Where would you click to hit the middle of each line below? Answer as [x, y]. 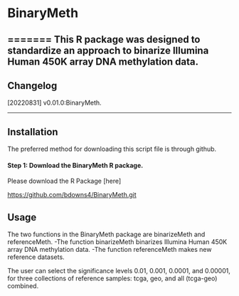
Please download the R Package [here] [64, 181]
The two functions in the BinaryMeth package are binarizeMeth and [106, 234]
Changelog [32, 86]
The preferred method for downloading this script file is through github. [112, 149]
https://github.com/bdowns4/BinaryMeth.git [72, 195]
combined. [23, 286]
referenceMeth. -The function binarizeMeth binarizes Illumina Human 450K [117, 242]
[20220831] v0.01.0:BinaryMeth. [54, 103]
